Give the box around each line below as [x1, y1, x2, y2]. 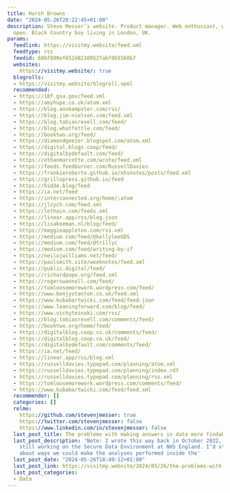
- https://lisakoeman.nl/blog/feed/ [13, 220, 118, 227]
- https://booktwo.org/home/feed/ [13, 322, 112, 329]
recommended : [13, 86, 51, 93]
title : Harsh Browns [7, 10, 66, 17]
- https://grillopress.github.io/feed [13, 176, 125, 182]
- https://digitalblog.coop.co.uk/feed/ [13, 335, 130, 342]
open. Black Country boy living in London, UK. [13, 29, 152, 36]
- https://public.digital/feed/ [13, 265, 106, 272]
